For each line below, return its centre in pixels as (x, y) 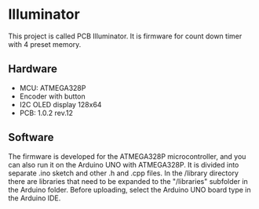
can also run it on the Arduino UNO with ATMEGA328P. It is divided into (124, 164)
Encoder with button (53, 96)
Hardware (33, 69)
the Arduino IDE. (35, 198)
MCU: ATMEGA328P (53, 88)
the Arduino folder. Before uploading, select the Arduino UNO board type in (129, 189)
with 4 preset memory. (45, 44)
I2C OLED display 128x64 (60, 104)
